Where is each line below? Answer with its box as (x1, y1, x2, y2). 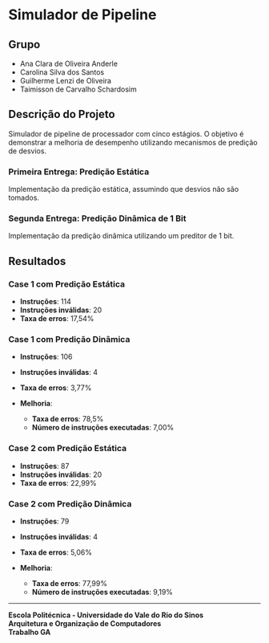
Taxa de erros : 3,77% (19, 383, 92, 393)
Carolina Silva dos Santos (19, 67, 105, 77)
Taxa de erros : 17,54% (19, 314, 94, 324)
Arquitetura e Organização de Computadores (8, 618, 162, 628)
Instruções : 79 (19, 516, 70, 526)
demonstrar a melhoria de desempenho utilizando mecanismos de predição (8, 137, 258, 147)
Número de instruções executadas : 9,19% (31, 587, 174, 596)
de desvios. (8, 146, 46, 156)
